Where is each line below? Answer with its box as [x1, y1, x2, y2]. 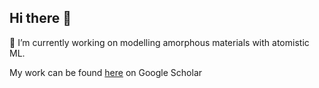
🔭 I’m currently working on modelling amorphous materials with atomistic [9, 36, 310, 48]
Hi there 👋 [9, 10, 72, 27]
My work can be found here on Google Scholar [9, 66, 203, 78]
